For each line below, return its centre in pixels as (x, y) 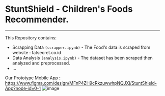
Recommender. (37, 19)
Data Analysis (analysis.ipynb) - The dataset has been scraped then (82, 58)
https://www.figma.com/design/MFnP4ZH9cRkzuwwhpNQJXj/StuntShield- (81, 83)
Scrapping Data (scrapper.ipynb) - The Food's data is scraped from (81, 47)
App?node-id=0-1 (23, 88)
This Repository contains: (31, 37)
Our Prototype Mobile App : (33, 78)
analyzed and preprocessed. (41, 63)
